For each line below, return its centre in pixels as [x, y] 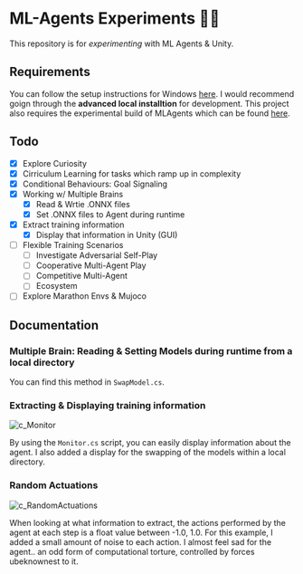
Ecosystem [57, 286]
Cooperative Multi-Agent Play [91, 265]
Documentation [54, 325]
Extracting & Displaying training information [108, 406]
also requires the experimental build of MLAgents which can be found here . [150, 113]
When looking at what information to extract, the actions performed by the [148, 522]
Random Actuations [54, 485]
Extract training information [73, 225]
